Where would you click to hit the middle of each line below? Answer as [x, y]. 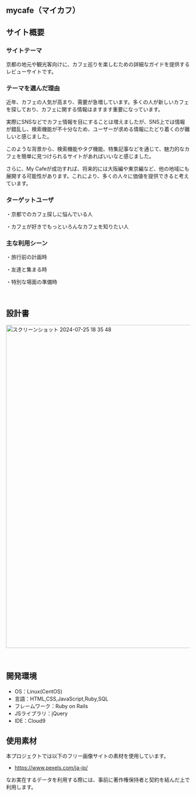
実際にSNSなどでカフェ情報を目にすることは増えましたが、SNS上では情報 [96, 122]
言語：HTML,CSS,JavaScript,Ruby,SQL [62, 699]
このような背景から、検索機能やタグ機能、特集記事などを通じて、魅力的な [95, 149]
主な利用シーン [27, 243]
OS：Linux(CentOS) [38, 691]
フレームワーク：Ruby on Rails [51, 706]
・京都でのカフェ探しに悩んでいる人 [50, 214]
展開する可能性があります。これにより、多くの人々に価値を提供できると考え [98, 176]
